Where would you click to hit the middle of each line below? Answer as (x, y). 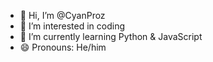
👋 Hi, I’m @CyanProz (62, 15)
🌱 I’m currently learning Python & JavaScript (111, 36)
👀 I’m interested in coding (72, 26)
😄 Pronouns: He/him (63, 47)
